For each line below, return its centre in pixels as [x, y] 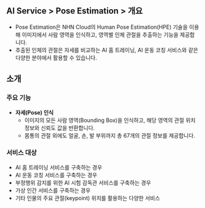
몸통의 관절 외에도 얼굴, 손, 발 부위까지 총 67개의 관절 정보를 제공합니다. [110, 135]
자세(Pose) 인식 [34, 112]
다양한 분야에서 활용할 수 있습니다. [56, 58]
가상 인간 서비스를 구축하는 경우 [53, 190]
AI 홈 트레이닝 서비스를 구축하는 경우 [59, 167]
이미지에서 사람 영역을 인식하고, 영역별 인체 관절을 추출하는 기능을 [100, 34]
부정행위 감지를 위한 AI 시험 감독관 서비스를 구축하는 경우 [83, 182]
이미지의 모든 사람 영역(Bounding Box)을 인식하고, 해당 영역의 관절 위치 [110, 120]
